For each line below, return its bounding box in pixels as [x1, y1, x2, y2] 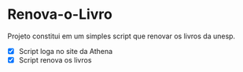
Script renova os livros [18, 56, 92, 64]
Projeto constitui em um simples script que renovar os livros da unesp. [7, 31, 236, 41]
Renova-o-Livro [7, 5, 113, 23]
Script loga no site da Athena [18, 46, 113, 56]
